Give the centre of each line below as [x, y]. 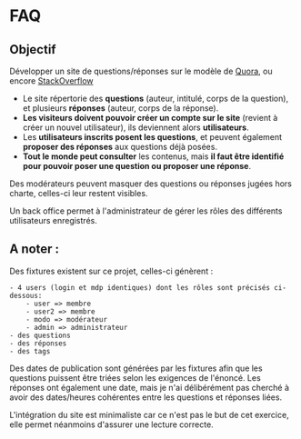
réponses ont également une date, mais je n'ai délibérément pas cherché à [149, 387]
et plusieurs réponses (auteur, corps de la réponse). [120, 108]
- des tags [30, 351]
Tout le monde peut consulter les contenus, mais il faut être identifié [153, 156]
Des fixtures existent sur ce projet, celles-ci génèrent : [111, 271]
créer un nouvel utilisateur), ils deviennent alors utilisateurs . [135, 127]
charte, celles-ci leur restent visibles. [79, 193]
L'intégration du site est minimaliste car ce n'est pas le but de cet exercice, [149, 414]
